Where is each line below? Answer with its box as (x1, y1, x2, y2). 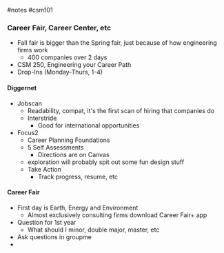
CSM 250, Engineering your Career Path (17, 61, 132, 69)
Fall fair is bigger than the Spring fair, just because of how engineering (17, 39, 217, 47)
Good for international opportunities (37, 121, 140, 130)
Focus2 (17, 128, 39, 136)
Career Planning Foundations (27, 136, 110, 144)
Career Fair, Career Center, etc (7, 23, 112, 32)
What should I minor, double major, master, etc (27, 225, 160, 234)
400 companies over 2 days (27, 53, 108, 61)
